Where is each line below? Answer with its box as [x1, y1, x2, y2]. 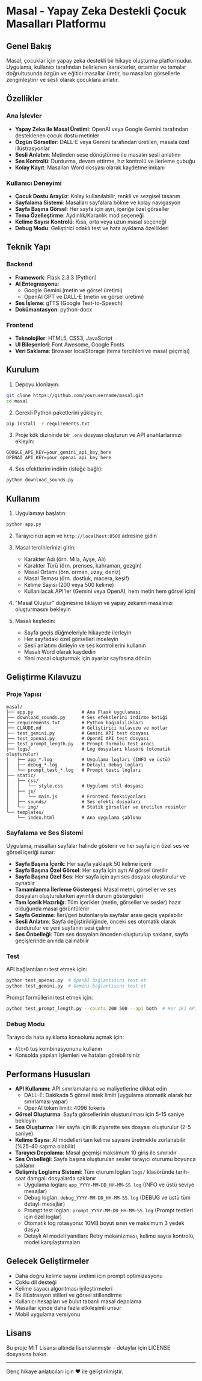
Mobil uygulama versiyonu [14, 1311, 81, 1318]
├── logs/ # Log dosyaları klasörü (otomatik [6, 746, 171, 752]
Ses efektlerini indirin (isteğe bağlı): [14, 465, 103, 472]
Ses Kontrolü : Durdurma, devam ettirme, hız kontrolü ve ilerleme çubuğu [14, 157, 195, 164]
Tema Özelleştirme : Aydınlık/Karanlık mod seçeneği [14, 211, 144, 219]
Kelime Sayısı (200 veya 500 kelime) [23, 581, 114, 588]
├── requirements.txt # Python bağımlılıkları [6, 719, 144, 725]
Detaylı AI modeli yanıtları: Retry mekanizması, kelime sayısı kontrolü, [23, 1232, 195, 1239]
